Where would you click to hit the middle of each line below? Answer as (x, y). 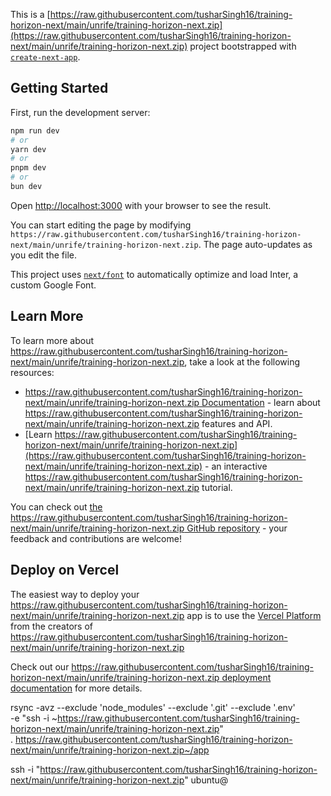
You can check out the (56, 506)
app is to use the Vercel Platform (254, 615)
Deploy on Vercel (65, 570)
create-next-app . (45, 57)
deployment (246, 677)
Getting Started (59, 88)
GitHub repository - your (237, 528)
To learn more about (52, 340)
